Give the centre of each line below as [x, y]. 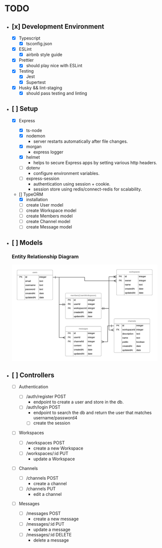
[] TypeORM [31, 194]
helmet [33, 157]
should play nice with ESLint [54, 66]
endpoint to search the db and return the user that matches [92, 413]
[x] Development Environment [58, 27]
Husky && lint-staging [40, 88]
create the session [52, 423]
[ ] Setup [25, 109]
